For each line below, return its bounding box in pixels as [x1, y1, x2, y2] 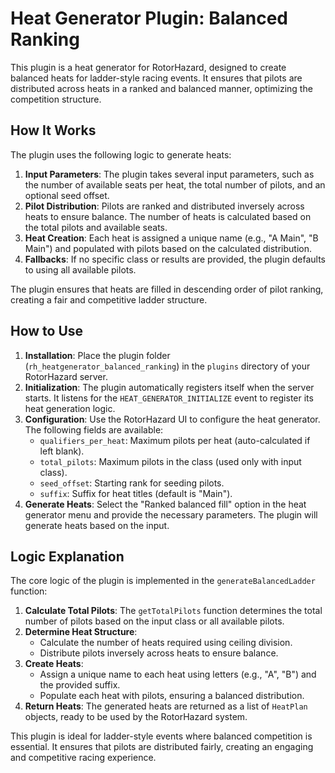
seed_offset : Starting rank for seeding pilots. [39, 477, 225, 489]
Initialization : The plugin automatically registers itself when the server [24, 381, 315, 393]
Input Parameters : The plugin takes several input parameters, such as [24, 168, 315, 180]
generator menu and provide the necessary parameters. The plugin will [24, 508, 318, 521]
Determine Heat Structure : [24, 626, 138, 638]
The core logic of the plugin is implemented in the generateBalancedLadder [10, 575, 316, 587]
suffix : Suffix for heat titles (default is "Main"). [39, 487, 233, 499]
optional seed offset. [24, 189, 110, 201]
